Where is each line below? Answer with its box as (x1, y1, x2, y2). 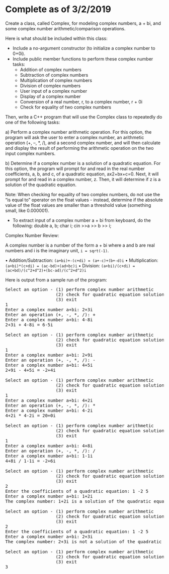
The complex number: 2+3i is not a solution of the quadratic (5, 539, 162, 544)
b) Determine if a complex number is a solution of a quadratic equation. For (5, 160, 161, 166)
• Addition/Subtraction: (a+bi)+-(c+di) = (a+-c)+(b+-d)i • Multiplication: (5, 257, 158, 263)
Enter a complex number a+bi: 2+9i (5, 352, 93, 358)
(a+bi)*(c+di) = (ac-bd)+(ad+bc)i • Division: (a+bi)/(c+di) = (5, 262, 135, 268)
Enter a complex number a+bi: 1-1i (5, 453, 93, 458)
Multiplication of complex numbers (20, 77, 92, 83)
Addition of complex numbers (20, 67, 82, 73)
